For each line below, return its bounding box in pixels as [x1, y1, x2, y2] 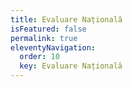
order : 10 [19, 52, 60, 62]
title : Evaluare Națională [10, 14, 123, 25]
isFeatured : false [10, 24, 87, 34]
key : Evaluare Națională [19, 61, 123, 71]
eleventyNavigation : [10, 42, 97, 53]
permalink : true [10, 33, 78, 43]
